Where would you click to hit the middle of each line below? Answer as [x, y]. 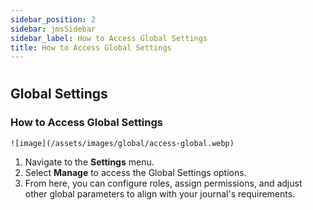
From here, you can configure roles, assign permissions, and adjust [163, 183]
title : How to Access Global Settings [91, 47]
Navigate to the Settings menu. [89, 162]
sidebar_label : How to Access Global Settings [109, 38]
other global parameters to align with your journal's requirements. [160, 193]
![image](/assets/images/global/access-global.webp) [122, 143]
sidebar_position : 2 [53, 19]
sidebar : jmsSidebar [53, 29]
